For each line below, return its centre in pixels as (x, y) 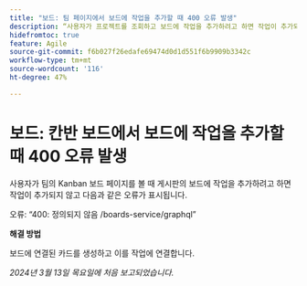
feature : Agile (38, 43)
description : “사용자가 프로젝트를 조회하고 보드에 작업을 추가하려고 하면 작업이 (143, 26)
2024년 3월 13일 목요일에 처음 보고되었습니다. (92, 272)
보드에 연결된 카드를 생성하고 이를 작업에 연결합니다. (102, 253)
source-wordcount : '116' (57, 69)
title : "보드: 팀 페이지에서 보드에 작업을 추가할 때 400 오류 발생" (123, 18)
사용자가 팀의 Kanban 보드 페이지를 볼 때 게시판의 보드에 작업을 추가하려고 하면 (150, 183)
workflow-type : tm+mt (51, 60)
